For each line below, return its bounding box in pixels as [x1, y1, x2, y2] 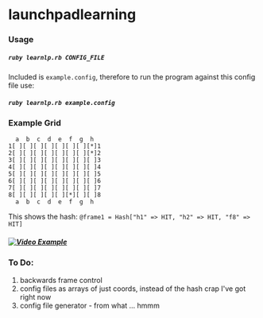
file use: [8, 81, 34, 91]
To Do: [8, 257, 34, 268]
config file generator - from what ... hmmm [19, 301, 161, 310]
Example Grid [8, 118, 61, 129]
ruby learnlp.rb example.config [8, 99, 115, 107]
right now [19, 292, 52, 301]
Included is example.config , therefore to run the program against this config [8, 72, 256, 82]
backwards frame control [19, 275, 103, 285]
